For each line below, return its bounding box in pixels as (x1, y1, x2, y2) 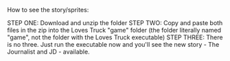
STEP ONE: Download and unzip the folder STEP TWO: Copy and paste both (7, 19, 223, 26)
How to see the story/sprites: (7, 6, 89, 14)
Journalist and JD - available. (7, 47, 91, 56)
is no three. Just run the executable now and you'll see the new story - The (7, 41, 220, 48)
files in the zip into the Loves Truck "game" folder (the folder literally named (7, 26, 222, 34)
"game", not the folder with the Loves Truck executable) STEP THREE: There (7, 33, 223, 41)
